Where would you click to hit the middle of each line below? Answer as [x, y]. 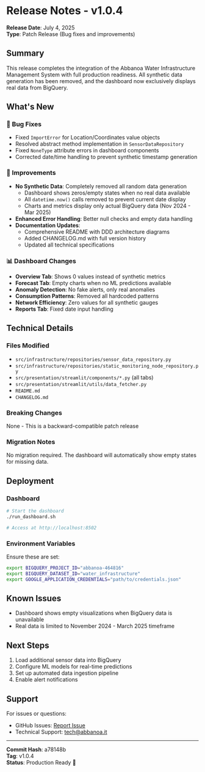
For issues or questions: [37, 713]
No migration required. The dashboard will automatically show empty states [102, 455]
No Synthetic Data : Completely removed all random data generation [101, 186]
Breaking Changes [34, 412]
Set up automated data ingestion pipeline [67, 673]
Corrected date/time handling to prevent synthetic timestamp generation [106, 157]
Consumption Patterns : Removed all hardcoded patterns [87, 296]
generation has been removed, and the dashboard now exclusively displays [101, 81]
